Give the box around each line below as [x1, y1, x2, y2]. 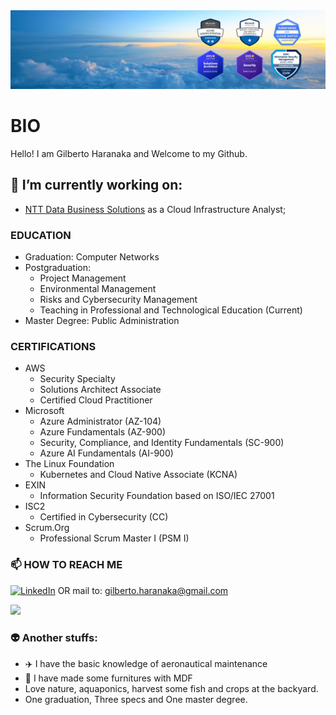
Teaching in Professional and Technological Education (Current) [39, 304, 303, 316]
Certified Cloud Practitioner [39, 394, 153, 406]
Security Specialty [39, 373, 116, 385]
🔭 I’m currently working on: [10, 177, 183, 194]
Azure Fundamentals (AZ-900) [39, 426, 167, 438]
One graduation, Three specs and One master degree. [24, 693, 248, 705]
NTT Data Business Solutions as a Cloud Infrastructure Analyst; [24, 203, 287, 215]
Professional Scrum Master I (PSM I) [39, 532, 190, 544]
